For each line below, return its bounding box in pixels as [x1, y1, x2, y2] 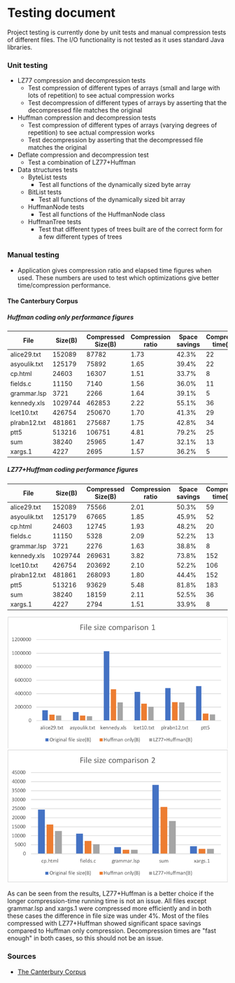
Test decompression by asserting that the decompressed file [27, 136, 204, 144]
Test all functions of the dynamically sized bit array [38, 195, 185, 204]
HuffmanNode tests [27, 203, 85, 211]
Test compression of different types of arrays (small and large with [27, 84, 220, 92]
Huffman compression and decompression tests [17, 113, 157, 122]
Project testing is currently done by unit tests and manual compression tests [7, 28, 227, 36]
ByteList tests [27, 173, 68, 181]
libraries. [7, 43, 33, 51]
